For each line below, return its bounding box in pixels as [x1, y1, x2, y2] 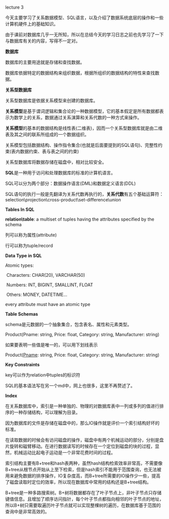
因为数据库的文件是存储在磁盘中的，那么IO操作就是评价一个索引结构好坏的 [5, 420, 160, 426]
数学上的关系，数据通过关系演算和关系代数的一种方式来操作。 [14, 115, 142, 120]
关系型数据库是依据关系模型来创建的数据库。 [5, 97, 98, 103]
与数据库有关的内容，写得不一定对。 [5, 38, 80, 44]
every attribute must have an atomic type [5, 301, 91, 307]
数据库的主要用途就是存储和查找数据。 [5, 59, 84, 65]
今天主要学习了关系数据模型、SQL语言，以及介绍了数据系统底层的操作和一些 [5, 15, 164, 21]
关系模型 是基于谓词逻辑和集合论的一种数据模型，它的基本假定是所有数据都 [5, 108, 159, 114]
